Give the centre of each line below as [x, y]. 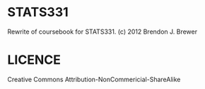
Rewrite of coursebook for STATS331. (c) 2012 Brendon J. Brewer [102, 32]
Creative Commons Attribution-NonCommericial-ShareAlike [94, 79]
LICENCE [34, 60]
